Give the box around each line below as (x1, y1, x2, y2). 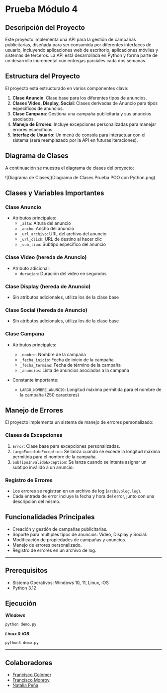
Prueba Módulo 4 (5, 3, 78, 15)
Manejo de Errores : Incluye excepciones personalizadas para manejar (12, 121, 157, 127)
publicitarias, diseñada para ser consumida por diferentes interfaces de (5, 42, 152, 48)
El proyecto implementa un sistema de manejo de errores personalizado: (5, 419, 154, 425)
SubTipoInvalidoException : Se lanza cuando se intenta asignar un (12, 459, 147, 465)
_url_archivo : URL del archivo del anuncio (19, 231, 107, 237)
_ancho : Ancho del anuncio (19, 225, 75, 232)
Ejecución (5, 599, 37, 607)
